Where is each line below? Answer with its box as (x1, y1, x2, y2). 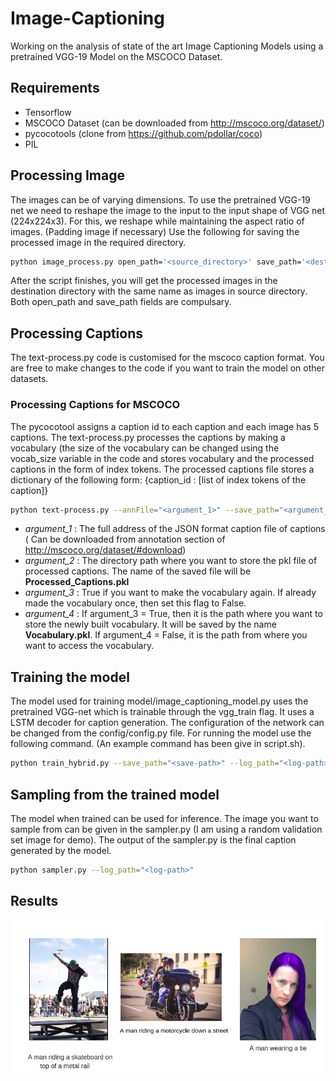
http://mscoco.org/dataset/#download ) (24, 544, 187, 556)
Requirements (10, 80, 100, 97)
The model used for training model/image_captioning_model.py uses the (10, 695, 309, 707)
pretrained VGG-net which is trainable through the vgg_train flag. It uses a (10, 706, 315, 718)
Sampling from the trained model (10, 786, 220, 803)
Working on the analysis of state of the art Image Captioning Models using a (10, 40, 324, 52)
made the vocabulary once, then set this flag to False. (24, 597, 247, 609)
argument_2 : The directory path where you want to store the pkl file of (24, 555, 318, 567)
